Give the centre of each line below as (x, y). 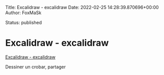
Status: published (24, 23)
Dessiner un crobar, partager (36, 67)
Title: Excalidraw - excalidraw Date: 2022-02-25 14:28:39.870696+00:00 (82, 7)
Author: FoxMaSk (23, 13)
